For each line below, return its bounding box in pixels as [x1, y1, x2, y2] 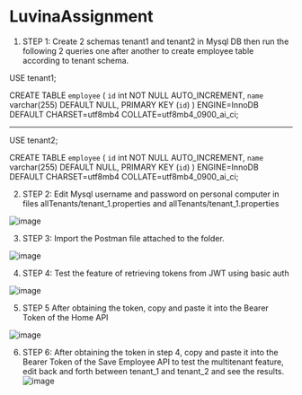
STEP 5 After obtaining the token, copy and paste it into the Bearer [22, 303, 270, 313]
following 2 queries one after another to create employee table [22, 45, 254, 56]
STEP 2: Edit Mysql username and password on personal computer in [22, 189, 280, 199]
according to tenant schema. [22, 55, 129, 66]
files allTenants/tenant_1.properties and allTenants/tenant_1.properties [22, 197, 280, 208]
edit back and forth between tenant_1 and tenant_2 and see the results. [22, 365, 285, 376]
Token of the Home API [22, 312, 109, 322]
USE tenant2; [9, 135, 58, 145]
